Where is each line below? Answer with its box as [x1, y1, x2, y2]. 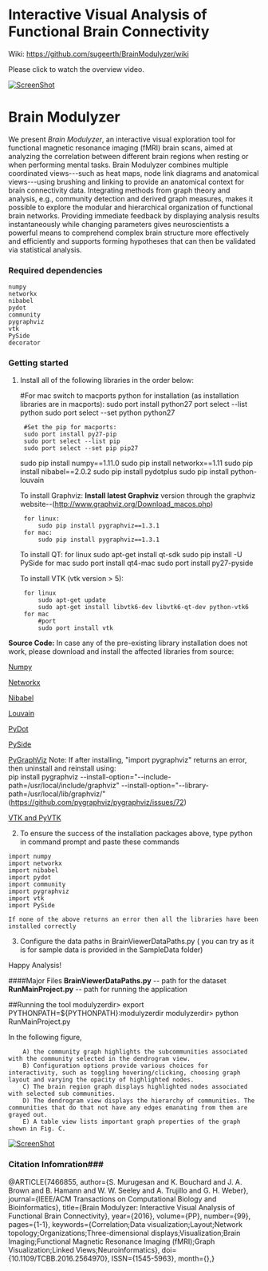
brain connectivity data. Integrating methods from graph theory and [8, 185, 231, 195]
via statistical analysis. [8, 245, 82, 254]
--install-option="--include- [79, 772, 171, 782]
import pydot [8, 874, 52, 882]
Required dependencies [8, 265, 103, 276]
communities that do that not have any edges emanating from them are [8, 1104, 248, 1112]
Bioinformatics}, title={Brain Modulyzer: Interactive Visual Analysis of [8, 1202, 235, 1212]
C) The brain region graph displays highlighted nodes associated [22, 1083, 248, 1091]
